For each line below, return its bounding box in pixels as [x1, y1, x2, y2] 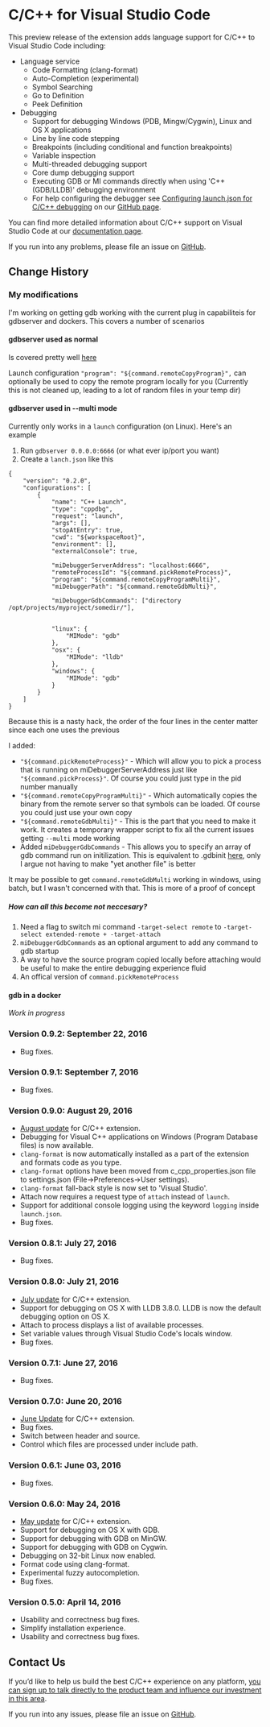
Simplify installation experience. [19, 1623, 126, 1633]
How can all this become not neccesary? [8, 901, 148, 911]
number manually [19, 782, 78, 792]
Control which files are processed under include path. [19, 1439, 198, 1449]
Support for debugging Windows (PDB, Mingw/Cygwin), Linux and [31, 116, 252, 126]
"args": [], [51, 520, 92, 528]
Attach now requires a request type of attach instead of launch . [19, 1192, 231, 1202]
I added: [8, 741, 36, 751]
